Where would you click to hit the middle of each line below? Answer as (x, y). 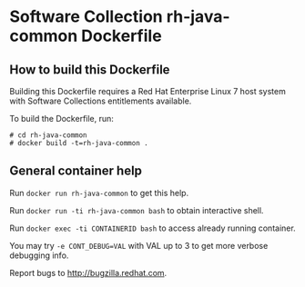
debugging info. (39, 255)
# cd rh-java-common (49, 135)
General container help (76, 171)
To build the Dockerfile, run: (61, 119)
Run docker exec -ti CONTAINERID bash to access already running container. (152, 228)
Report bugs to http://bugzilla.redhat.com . (88, 272)
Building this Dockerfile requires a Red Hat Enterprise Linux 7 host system (148, 91)
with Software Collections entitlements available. (101, 101)
